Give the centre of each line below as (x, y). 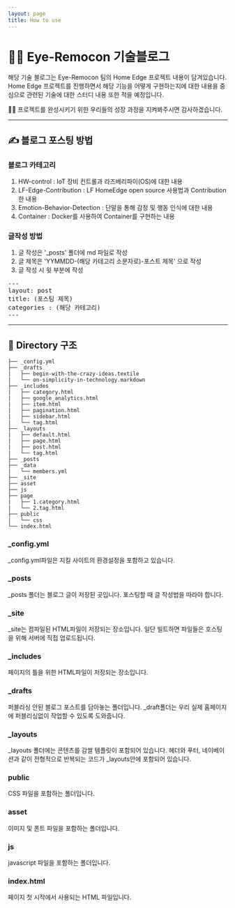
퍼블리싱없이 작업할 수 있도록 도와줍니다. (70, 716)
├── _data (22, 466)
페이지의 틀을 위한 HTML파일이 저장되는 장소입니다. (78, 672)
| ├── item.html (35, 404)
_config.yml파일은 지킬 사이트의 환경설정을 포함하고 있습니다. (91, 560)
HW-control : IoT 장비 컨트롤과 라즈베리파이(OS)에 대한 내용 (100, 181)
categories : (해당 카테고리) (54, 308)
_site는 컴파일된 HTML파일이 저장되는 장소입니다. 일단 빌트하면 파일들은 (106, 629)
